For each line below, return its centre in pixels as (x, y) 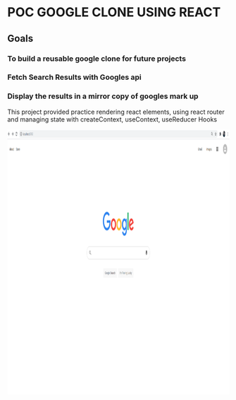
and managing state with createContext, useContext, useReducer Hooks (112, 119)
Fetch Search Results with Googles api (75, 77)
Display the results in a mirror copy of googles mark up (103, 96)
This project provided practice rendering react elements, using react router (116, 112)
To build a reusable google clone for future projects (97, 59)
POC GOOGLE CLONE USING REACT (114, 12)
